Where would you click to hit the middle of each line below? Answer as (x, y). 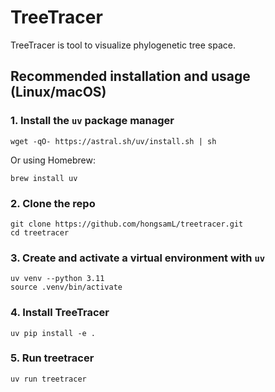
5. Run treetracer (52, 358)
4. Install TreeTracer (60, 313)
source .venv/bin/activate (66, 287)
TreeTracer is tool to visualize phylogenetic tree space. (123, 45)
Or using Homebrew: (53, 160)
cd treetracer (40, 232)
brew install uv (44, 178)
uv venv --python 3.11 (57, 279)
